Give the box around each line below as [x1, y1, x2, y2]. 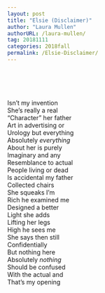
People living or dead [7, 166, 69, 174]
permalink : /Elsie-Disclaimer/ [7, 50, 99, 57]
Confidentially [7, 240, 48, 249]
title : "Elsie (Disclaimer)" [7, 17, 92, 24]
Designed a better [7, 203, 59, 211]
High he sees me [7, 226, 56, 234]
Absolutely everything [7, 136, 71, 144]
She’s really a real [7, 106, 58, 115]
